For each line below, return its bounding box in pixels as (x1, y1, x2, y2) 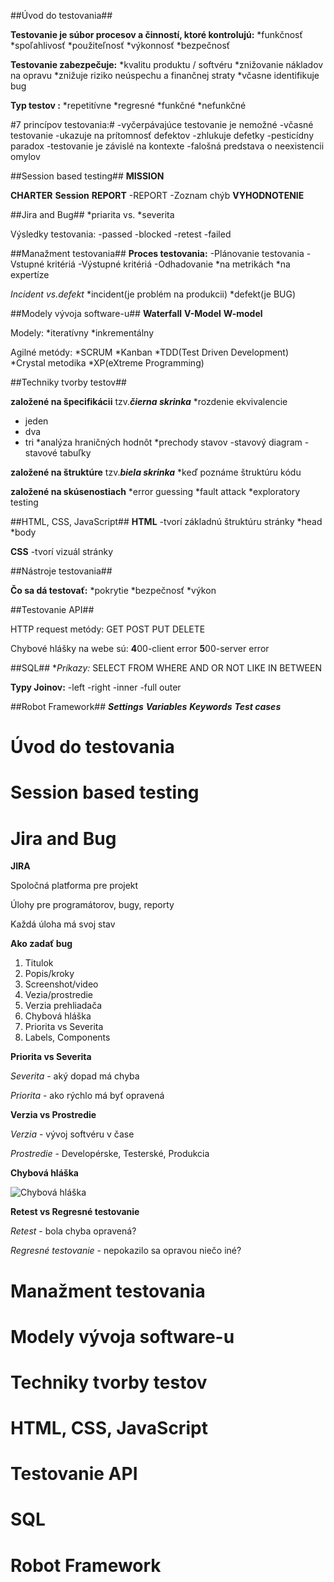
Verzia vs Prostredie (10, 1109, 97, 1121)
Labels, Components (24, 1031, 111, 1044)
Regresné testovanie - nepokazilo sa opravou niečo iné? (10, 1245, 242, 1257)
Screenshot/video (24, 978, 99, 990)
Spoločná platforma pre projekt (10, 880, 139, 892)
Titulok (24, 957, 54, 969)
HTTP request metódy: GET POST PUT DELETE (10, 623, 206, 635)
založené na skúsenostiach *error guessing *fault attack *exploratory (10, 486, 301, 497)
